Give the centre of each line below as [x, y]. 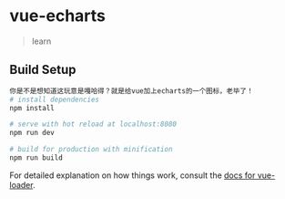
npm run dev [32, 133]
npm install [32, 108]
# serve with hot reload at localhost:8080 [93, 124]
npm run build [36, 158]
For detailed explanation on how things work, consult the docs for [132, 175]
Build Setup [43, 70]
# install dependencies [55, 99]
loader [21, 184]
